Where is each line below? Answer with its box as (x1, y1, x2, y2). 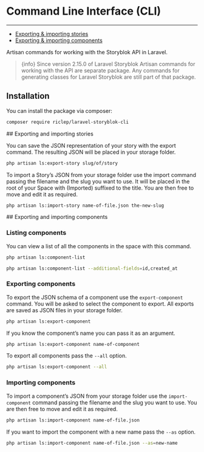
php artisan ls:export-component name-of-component (6, 341, 140, 347)
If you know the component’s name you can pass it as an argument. (6, 329, 175, 337)
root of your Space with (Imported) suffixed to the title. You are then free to (6, 184, 194, 192)
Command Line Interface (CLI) (6, 4, 161, 18)
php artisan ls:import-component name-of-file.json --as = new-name (6, 440, 178, 446)
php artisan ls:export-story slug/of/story (6, 160, 118, 166)
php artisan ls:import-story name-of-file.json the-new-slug (6, 203, 165, 209)
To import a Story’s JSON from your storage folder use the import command (6, 171, 196, 178)
